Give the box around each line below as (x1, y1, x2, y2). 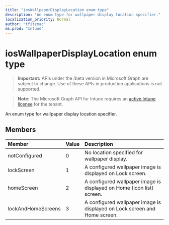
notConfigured (8, 152, 42, 159)
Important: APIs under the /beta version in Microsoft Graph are (17, 75, 148, 81)
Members (5, 126, 36, 134)
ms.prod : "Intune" (5, 26, 44, 31)
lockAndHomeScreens (8, 205, 61, 212)
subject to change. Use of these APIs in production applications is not (17, 81, 162, 87)
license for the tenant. (17, 101, 63, 107)
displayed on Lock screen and (84, 205, 156, 212)
